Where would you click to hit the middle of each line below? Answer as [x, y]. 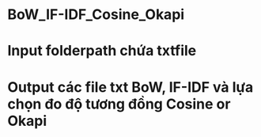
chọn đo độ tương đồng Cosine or [119, 104]
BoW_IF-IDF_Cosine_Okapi [96, 15]
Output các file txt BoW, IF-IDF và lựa [130, 87]
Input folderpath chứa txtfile [102, 51]
